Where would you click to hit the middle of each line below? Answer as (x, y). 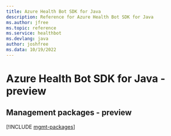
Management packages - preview (69, 113)
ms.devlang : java (27, 39)
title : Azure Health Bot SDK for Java (53, 11)
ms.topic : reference (31, 28)
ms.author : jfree (27, 22)
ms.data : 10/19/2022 (31, 50)
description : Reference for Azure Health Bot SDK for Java (80, 17)
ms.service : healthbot (34, 33)
